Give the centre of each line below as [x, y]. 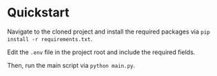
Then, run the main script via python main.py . [71, 65]
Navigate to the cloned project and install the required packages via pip [108, 31]
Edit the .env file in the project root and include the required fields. [101, 52]
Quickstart [39, 13]
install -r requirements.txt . [50, 38]
